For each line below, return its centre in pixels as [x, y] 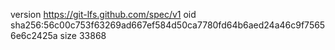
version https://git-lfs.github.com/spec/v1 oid [103, 14]
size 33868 [83, 35]
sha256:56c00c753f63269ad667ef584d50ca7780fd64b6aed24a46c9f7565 [168, 25]
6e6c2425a [34, 35]
